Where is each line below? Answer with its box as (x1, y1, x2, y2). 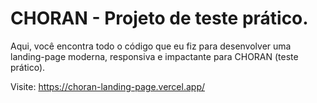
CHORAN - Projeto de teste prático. (10, 7, 309, 30)
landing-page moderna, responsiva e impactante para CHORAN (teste (10, 50, 299, 62)
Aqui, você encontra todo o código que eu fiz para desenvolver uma (10, 40, 292, 52)
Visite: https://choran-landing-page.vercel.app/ (10, 80, 206, 92)
